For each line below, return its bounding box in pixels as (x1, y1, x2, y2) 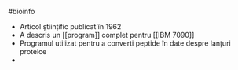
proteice (19, 47, 47, 56)
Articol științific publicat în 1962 (19, 22, 122, 31)
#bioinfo (8, 7, 35, 16)
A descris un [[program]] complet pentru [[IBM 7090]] (19, 31, 195, 39)
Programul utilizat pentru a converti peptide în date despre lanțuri (19, 39, 231, 48)
